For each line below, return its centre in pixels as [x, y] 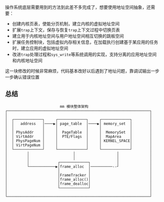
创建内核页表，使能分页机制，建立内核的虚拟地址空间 [66, 24]
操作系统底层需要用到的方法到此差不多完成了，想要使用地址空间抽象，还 [78, 7]
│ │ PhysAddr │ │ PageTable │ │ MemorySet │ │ [79, 132]
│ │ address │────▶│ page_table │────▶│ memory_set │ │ [79, 124]
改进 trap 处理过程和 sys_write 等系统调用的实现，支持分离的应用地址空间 [84, 54]
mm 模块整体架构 [74, 106]
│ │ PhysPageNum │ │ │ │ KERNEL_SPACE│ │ [79, 141]
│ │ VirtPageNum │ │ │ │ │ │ [79, 145]
